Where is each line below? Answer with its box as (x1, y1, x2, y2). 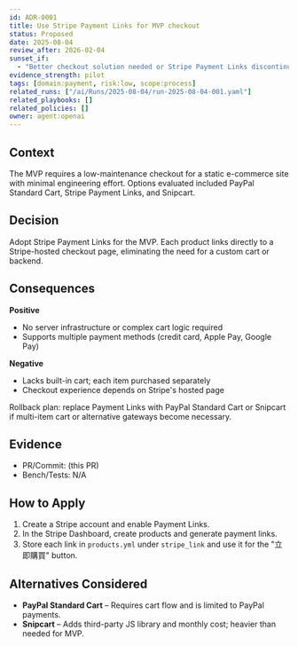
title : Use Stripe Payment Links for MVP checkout (9, 21, 200, 30)
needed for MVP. (21, 628, 84, 639)
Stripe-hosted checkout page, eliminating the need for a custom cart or (9, 246, 271, 256)
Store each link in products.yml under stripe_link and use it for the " (21, 539, 275, 550)
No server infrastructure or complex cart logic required (21, 321, 223, 333)
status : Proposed (9, 29, 74, 38)
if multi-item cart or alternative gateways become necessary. (9, 411, 232, 421)
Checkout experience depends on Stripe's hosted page (21, 384, 224, 395)
